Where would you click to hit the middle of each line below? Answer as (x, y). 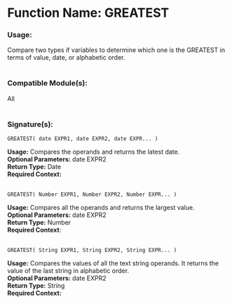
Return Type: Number (39, 223)
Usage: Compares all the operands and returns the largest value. (101, 208)
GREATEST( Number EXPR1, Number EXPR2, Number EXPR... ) (92, 194)
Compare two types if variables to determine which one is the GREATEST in (116, 50)
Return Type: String (36, 286)
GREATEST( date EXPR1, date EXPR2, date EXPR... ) (83, 139)
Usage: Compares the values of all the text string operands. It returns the (113, 263)
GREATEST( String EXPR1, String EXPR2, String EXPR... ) (92, 251)
